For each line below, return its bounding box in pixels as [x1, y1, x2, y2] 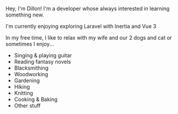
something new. [5, 11, 44, 18]
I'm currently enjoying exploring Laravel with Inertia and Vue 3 [5, 23, 157, 30]
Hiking [14, 83, 30, 90]
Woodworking [14, 71, 48, 77]
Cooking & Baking [14, 96, 58, 103]
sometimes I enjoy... [5, 41, 54, 47]
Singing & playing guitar [14, 52, 72, 58]
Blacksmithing [14, 64, 49, 71]
